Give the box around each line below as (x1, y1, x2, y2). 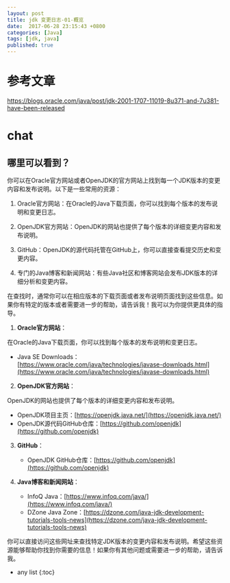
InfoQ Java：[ (27, 492, 66, 500)
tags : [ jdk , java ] (7, 36, 60, 42)
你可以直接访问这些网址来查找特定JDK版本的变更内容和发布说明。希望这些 (7, 537, 217, 545)
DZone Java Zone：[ (27, 508, 86, 516)
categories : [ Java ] (7, 29, 63, 36)
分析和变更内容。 (23, 277, 72, 285)
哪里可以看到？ (7, 157, 71, 169)
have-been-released (7, 103, 65, 112)
